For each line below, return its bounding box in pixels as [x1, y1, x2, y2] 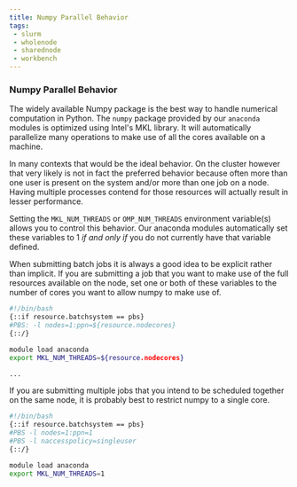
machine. [9, 141, 43, 152]
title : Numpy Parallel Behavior [9, 12, 129, 22]
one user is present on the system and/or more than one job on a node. [9, 177, 270, 188]
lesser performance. [9, 196, 84, 207]
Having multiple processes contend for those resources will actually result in [9, 187, 289, 198]
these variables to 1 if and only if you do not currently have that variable [9, 232, 271, 243]
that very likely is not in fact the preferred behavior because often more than [9, 168, 288, 178]
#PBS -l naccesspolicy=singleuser [9, 436, 137, 446]
